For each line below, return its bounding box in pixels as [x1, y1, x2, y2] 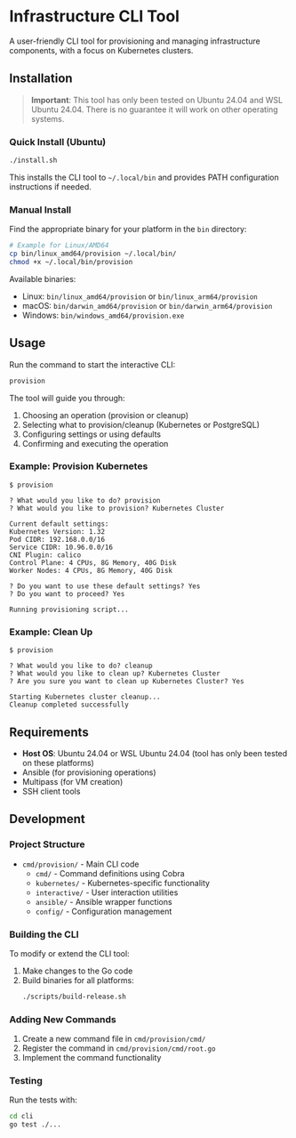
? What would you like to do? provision [9, 496, 162, 504]
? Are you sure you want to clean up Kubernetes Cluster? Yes [9, 677, 244, 686]
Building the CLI [9, 928, 79, 940]
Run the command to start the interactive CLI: [9, 359, 176, 370]
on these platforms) [21, 757, 95, 768]
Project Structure [9, 838, 85, 851]
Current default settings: [9, 519, 109, 529]
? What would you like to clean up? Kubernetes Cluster [9, 669, 220, 678]
